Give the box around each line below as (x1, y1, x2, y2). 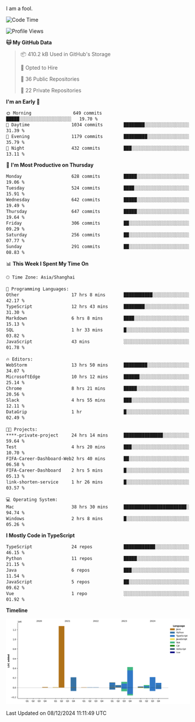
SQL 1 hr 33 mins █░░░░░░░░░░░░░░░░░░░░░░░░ (6, 327, 190, 333)
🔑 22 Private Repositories (20, 87, 82, 94)
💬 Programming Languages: (6, 286, 69, 292)
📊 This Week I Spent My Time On (6, 260, 89, 267)
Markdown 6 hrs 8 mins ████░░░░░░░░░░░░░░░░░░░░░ (6, 315, 190, 321)
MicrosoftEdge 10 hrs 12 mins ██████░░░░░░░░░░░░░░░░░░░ (6, 374, 190, 380)
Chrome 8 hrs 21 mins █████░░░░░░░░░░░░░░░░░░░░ (6, 386, 190, 391)
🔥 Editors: (6, 356, 33, 362)
